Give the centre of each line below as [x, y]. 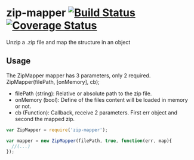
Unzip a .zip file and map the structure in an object [68, 42]
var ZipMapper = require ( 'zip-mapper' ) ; [57, 130]
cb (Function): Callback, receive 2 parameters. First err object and [96, 112]
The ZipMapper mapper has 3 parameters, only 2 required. [78, 76]
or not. [23, 106]
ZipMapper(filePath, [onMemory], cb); [53, 81]
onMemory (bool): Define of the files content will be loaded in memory [101, 99]
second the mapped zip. [45, 119]
